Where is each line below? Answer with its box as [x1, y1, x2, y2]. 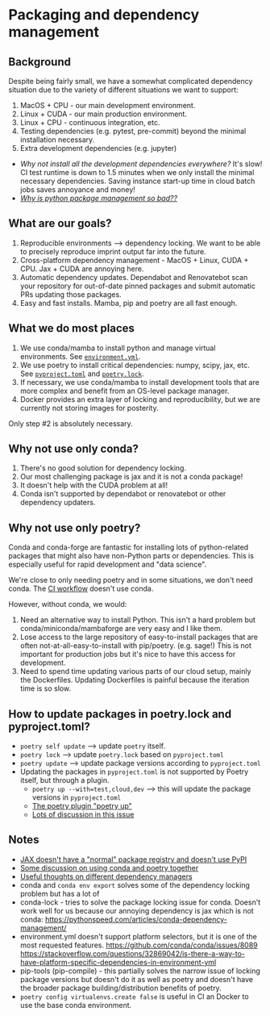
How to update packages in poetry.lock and [8, 707, 232, 721]
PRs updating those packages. [19, 289, 123, 299]
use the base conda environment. [19, 1000, 132, 1010]
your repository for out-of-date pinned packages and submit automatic [19, 281, 256, 291]
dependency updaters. [19, 498, 96, 508]
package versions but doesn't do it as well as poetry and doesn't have [19, 974, 254, 984]
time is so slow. [19, 684, 71, 693]
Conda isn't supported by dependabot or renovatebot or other [19, 489, 226, 499]
